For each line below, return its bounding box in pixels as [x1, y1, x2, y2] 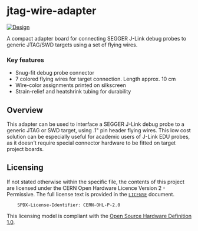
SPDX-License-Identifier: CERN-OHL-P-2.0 [17, 202, 120, 208]
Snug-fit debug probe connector [15, 69, 95, 76]
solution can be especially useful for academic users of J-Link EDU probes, [6, 133, 190, 140]
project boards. [6, 146, 44, 153]
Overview [6, 105, 44, 115]
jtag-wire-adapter [6, 4, 97, 18]
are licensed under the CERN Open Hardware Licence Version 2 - [6, 184, 166, 192]
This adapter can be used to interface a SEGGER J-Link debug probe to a [6, 120, 184, 128]
